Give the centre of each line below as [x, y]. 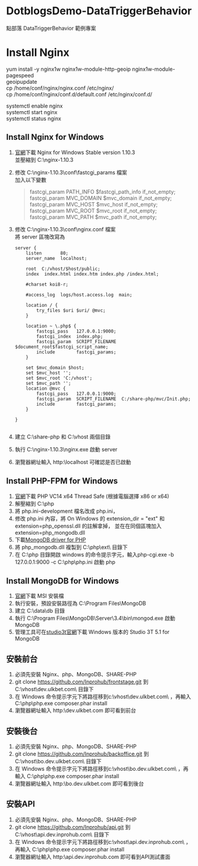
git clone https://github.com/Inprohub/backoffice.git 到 [82, 754]
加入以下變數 [30, 180]
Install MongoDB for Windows [63, 581]
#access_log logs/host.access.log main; [79, 295]
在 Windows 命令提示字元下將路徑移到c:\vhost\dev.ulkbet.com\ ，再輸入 [103, 696]
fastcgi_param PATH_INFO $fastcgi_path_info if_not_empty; [103, 192]
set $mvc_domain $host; [55, 368]
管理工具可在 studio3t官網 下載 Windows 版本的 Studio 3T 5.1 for [92, 632]
